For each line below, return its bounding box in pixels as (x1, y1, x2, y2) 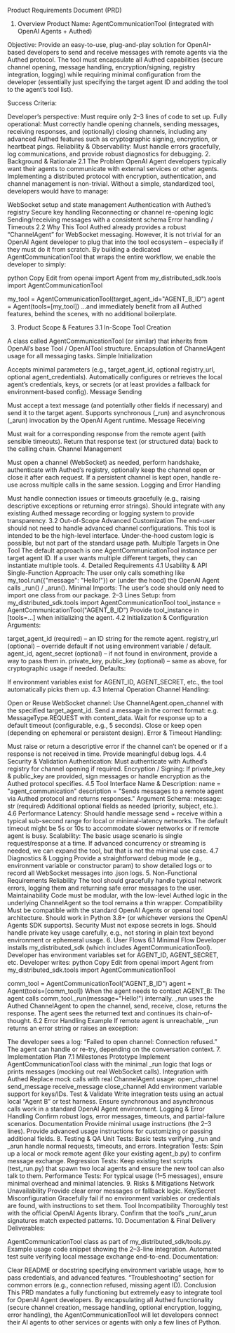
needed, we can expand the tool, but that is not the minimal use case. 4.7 (7, 846, 219, 855)
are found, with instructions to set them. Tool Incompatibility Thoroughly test (7, 1202, 228, 1210)
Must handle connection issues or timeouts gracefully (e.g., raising (7, 494, 201, 502)
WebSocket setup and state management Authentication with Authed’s (7, 201, 212, 209)
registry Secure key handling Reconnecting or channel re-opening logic (7, 208, 214, 216)
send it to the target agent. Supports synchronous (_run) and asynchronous (7, 409, 226, 417)
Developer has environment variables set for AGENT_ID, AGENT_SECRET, (7, 951, 219, 959)
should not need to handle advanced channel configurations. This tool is (7, 524, 216, 532)
